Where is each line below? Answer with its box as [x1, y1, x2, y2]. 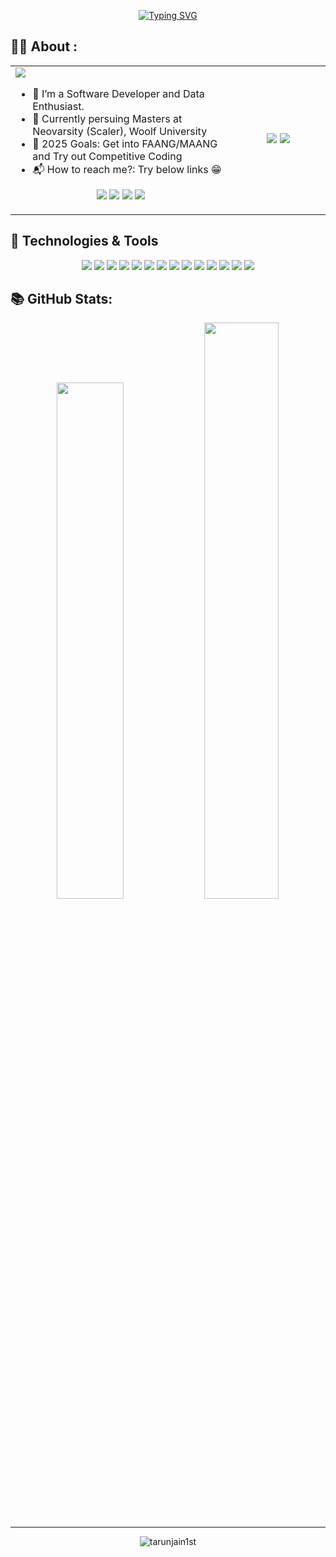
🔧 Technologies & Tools [10, 233, 159, 250]
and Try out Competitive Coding [32, 149, 183, 163]
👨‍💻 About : [10, 38, 78, 55]
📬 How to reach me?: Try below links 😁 [32, 162, 222, 176]
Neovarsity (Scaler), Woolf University [32, 124, 208, 138]
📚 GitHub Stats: [10, 291, 113, 308]
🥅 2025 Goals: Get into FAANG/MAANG [32, 136, 218, 150]
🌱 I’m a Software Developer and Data [32, 86, 205, 100]
